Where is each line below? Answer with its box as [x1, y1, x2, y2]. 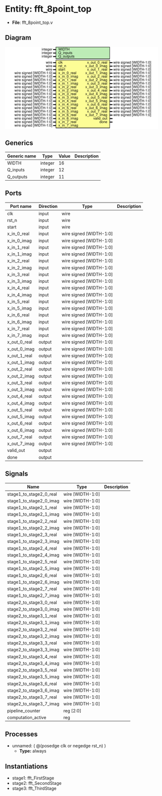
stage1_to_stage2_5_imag [7, 566, 60, 572]
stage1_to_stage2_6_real [7, 572, 57, 578]
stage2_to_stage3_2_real [7, 627, 57, 632]
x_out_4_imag [7, 400, 35, 406]
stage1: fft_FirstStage [12, 775, 54, 781]
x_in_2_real [7, 258, 30, 264]
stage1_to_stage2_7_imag [7, 592, 60, 598]
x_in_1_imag [7, 251, 32, 257]
